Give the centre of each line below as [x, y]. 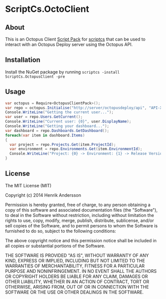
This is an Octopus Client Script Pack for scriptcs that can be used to [75, 39]
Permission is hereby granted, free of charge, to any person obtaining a [78, 205]
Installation [23, 60]
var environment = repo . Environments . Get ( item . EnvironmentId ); [76, 149]
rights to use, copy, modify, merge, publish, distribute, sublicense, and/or [80, 220]
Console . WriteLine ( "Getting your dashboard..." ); [57, 126]
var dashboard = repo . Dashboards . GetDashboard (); [57, 130]
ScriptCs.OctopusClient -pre [35, 77]
